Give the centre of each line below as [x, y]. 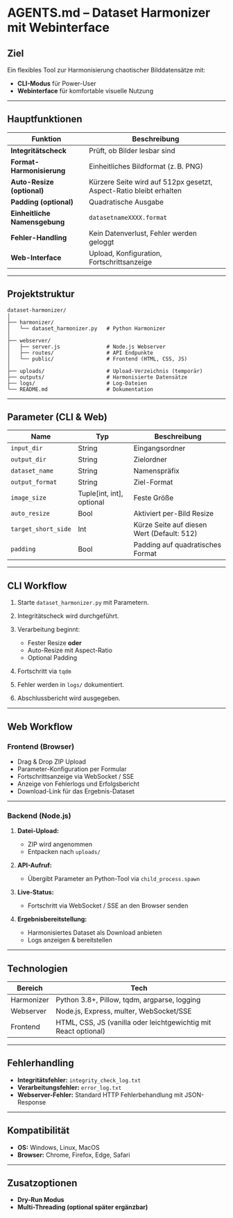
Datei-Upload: [38, 831]
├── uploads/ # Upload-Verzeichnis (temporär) [105, 371]
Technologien [37, 968]
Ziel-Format [153, 482]
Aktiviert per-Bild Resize [173, 514]
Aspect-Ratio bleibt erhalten [136, 191]
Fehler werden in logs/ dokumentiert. [71, 685]
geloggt [102, 242]
